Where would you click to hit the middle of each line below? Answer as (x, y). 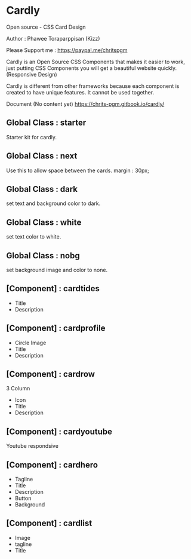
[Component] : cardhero (52, 465)
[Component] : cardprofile (56, 329)
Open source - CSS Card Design (46, 27)
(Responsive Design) (32, 74)
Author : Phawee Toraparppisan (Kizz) (53, 38)
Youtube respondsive (32, 446)
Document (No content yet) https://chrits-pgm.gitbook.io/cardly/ (85, 104)
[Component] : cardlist (49, 523)
